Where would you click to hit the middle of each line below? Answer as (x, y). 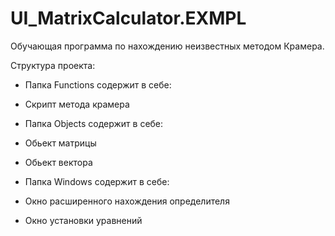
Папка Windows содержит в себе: (97, 181)
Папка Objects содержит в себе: (94, 123)
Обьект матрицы (60, 143)
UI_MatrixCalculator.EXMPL (128, 18)
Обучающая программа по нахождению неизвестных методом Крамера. (167, 46)
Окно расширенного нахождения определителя (127, 201)
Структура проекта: (53, 65)
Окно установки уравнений (83, 220)
